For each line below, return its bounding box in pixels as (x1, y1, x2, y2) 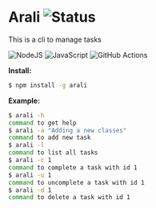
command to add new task (8, 133, 91, 142)
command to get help (8, 119, 78, 127)
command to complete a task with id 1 (8, 163, 138, 172)
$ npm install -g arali (8, 81, 88, 89)
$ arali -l (8, 141, 45, 149)
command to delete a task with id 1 (8, 194, 130, 202)
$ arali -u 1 (8, 171, 52, 179)
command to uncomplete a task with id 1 (8, 178, 146, 186)
